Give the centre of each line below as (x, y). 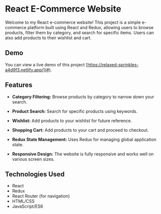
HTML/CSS (23, 201)
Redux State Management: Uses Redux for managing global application (84, 139)
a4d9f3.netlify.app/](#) (28, 70)
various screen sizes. (33, 159)
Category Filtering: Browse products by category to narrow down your (83, 97)
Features (19, 85)
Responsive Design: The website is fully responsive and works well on (83, 154)
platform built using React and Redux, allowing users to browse (90, 27)
